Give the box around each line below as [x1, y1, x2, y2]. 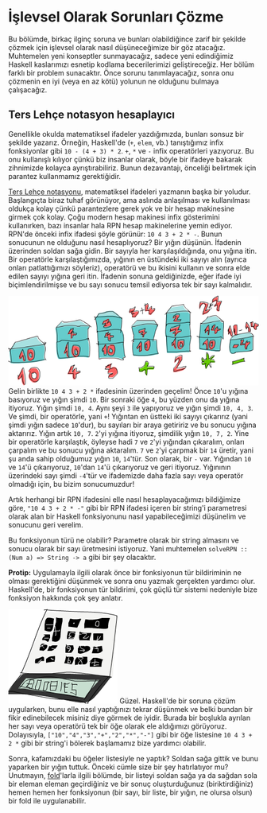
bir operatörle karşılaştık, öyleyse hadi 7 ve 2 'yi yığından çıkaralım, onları [8, 438, 245, 447]
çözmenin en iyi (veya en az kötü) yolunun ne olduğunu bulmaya [8, 76, 219, 86]
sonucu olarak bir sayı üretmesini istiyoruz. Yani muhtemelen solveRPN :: [8, 544, 248, 554]
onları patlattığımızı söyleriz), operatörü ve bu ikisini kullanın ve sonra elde [8, 263, 250, 272]
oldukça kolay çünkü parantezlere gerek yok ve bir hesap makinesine [8, 204, 234, 213]
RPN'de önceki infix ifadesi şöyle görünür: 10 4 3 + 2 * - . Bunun [8, 229, 222, 239]
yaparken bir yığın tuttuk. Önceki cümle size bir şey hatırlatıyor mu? [8, 762, 229, 772]
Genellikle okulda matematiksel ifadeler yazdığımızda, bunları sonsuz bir [8, 129, 245, 138]
